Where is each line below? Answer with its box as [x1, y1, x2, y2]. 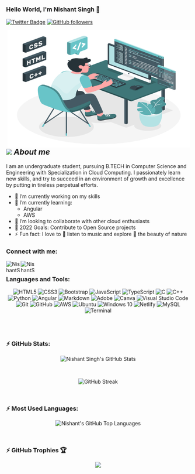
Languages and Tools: [6, 275, 70, 283]
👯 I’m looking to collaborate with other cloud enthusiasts [14, 217, 150, 224]
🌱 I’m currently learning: [14, 199, 72, 206]
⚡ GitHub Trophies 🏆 [6, 446, 67, 454]
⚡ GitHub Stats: [6, 340, 51, 348]
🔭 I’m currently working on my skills [14, 193, 100, 200]
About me [13, 147, 51, 157]
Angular [23, 205, 43, 212]
